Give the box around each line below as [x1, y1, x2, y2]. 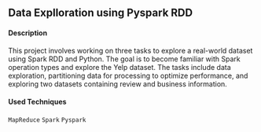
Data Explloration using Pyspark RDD [8, 6, 193, 20]
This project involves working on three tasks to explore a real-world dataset [8, 46, 253, 55]
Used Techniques [8, 97, 67, 107]
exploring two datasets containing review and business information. [8, 79, 228, 89]
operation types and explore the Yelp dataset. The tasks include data [8, 62, 232, 71]
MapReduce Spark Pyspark [8, 115, 86, 124]
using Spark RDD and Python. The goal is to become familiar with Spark [8, 54, 241, 64]
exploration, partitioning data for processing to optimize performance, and [8, 71, 248, 80]
